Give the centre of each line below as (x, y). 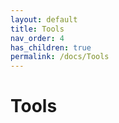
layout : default (44, 19)
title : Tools (37, 29)
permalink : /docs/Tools (60, 57)
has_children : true (51, 47)
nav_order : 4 (37, 38)
